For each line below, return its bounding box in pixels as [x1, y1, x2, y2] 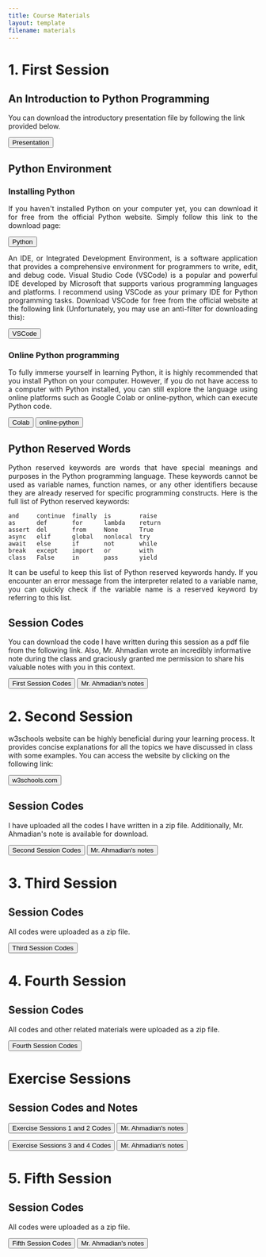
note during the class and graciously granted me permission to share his [8, 654, 245, 663]
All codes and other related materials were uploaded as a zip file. [8, 1024, 220, 1034]
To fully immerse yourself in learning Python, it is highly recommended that [8, 368, 258, 377]
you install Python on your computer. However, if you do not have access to [8, 376, 258, 386]
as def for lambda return [8, 519, 161, 527]
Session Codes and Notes [8, 1101, 139, 1115]
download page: [8, 221, 62, 230]
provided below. [8, 121, 61, 131]
